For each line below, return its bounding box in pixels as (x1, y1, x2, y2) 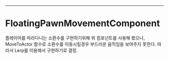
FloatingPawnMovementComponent (5, 18, 160, 29)
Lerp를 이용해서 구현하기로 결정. (14, 47, 78, 53)
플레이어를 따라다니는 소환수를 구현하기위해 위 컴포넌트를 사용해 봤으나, (5, 34, 145, 40)
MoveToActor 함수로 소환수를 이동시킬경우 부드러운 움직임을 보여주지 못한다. (5, 41, 156, 47)
